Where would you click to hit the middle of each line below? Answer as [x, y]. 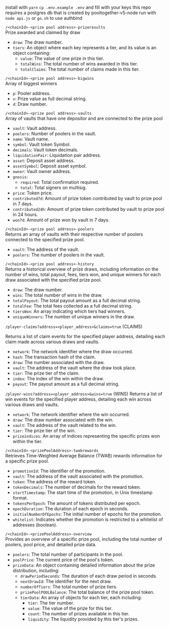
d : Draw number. [30, 104]
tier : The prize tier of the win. [44, 431]
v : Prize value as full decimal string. [50, 99]
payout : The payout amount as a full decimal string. [66, 384]
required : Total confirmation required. [60, 182]
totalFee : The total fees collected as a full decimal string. [73, 306]
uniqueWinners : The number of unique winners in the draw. [74, 317]
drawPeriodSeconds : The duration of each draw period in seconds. [89, 576]
